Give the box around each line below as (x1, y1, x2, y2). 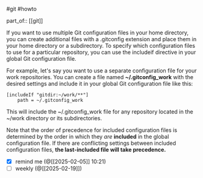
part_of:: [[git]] (6, 17, 43, 24)
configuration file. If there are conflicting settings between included (6, 139, 176, 147)
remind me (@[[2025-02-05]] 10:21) (15, 158, 106, 165)
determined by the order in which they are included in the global (6, 133, 169, 140)
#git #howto (6, 6, 37, 12)
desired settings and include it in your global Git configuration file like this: (6, 80, 193, 87)
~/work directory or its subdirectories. (6, 115, 102, 122)
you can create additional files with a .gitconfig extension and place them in (6, 36, 197, 42)
